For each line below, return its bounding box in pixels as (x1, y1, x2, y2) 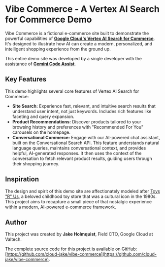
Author (5, 218, 27, 227)
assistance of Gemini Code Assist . (5, 61, 76, 67)
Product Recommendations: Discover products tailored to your (12, 118, 141, 124)
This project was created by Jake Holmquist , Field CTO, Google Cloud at (5, 231, 154, 237)
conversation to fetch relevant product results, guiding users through (12, 155, 152, 161)
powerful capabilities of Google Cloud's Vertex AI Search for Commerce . (5, 36, 155, 41)
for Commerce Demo (5, 14, 92, 25)
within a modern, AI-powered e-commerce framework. (5, 204, 116, 210)
